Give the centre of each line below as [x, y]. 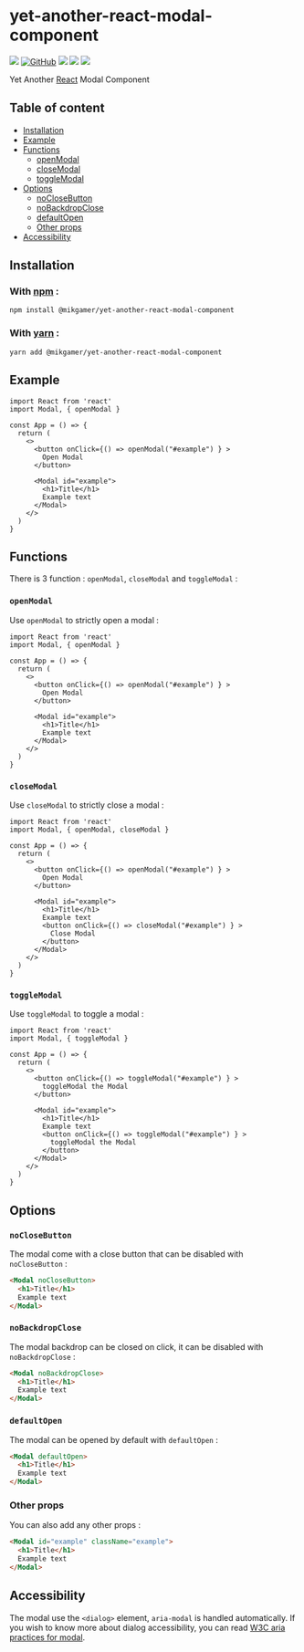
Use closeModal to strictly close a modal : [87, 805]
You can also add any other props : [75, 1525]
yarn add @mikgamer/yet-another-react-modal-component [116, 352]
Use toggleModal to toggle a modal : [77, 1014]
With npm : [34, 291]
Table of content [57, 108]
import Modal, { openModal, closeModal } [89, 830]
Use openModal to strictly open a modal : [84, 620]
